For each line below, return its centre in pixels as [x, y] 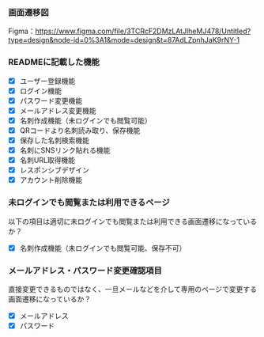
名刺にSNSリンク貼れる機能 [65, 150]
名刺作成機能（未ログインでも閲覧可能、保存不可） [103, 248]
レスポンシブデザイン [54, 170]
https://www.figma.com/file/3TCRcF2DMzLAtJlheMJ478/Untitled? [143, 31]
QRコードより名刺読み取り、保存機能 [80, 130]
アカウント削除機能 [51, 180]
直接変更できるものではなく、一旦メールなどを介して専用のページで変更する [133, 289]
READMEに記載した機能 [54, 62]
